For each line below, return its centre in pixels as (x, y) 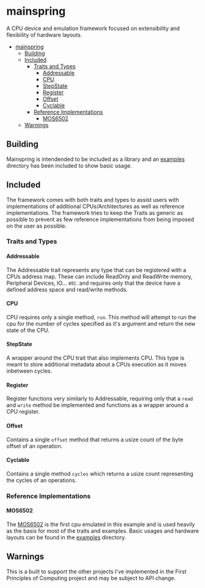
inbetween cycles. (29, 371)
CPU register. (23, 412)
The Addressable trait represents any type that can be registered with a (96, 270)
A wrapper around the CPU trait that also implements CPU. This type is (95, 358)
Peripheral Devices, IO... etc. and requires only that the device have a (93, 283)
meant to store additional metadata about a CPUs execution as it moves (96, 365)
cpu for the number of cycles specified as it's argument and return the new (101, 323)
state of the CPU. (28, 330)
